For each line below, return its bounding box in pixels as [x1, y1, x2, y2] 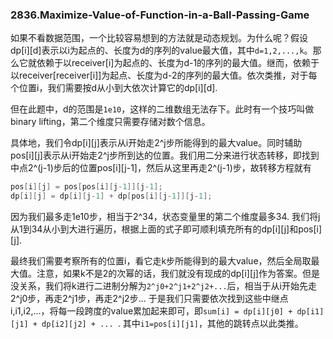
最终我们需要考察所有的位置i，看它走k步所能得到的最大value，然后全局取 [10, 255, 312, 267]
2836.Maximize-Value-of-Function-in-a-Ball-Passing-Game [10, 8, 310, 22]
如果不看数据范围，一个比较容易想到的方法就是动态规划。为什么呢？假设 [10, 32, 308, 44]
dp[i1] [296, 307, 325, 317]
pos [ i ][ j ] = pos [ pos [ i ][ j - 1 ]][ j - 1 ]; [10, 182, 163, 192]
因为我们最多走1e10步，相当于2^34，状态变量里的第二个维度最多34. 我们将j [10, 211, 321, 223]
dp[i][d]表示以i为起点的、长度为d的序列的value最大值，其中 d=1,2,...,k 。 [10, 44, 313, 57]
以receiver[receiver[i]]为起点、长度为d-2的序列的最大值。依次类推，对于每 [10, 69, 318, 82]
